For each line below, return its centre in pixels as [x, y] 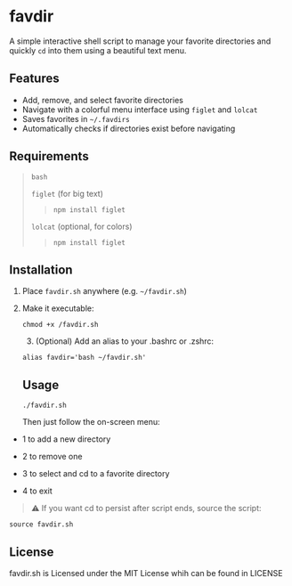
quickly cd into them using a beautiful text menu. [98, 50]
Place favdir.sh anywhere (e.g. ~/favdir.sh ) [104, 291]
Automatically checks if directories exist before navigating [129, 128]
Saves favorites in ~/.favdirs [76, 118]
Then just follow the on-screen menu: [91, 422]
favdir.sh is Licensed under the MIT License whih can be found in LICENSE [146, 573]
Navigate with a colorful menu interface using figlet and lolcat [140, 110]
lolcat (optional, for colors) [81, 226]
